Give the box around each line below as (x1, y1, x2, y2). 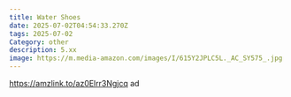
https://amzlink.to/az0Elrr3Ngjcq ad (9, 78, 140, 88)
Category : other (9, 37, 69, 47)
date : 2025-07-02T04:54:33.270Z (9, 21, 128, 30)
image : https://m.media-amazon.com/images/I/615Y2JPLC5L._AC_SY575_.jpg (9, 54, 283, 63)
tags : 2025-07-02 (9, 29, 73, 38)
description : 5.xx (9, 46, 77, 55)
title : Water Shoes (9, 12, 81, 22)
